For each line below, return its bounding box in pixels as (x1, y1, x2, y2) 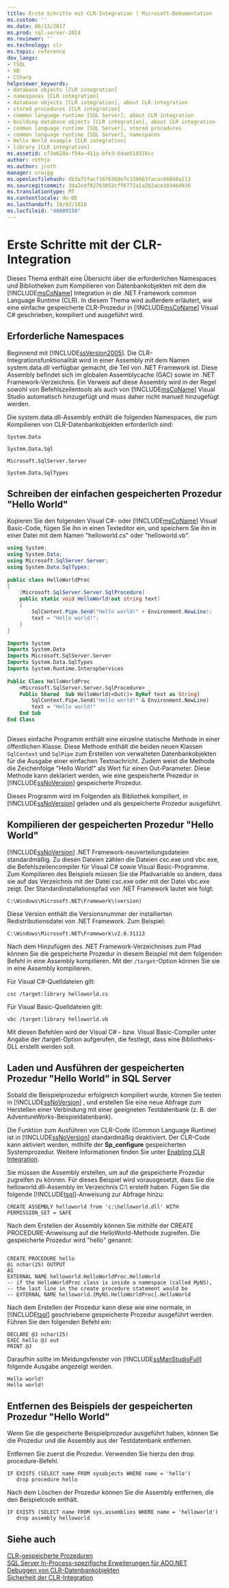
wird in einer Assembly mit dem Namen (79, 356, 190, 364)
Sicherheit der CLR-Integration (7, 1574, 94, 1582)
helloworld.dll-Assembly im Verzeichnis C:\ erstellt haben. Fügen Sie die (7, 1183, 210, 1191)
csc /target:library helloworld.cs (7, 991, 109, 997)
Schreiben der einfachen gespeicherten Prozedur (7, 488, 222, 499)
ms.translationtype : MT (7, 188, 75, 195)
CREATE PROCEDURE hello (7, 1255, 75, 1263)
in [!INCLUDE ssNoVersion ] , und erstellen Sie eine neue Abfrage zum (7, 1098, 202, 1106)
